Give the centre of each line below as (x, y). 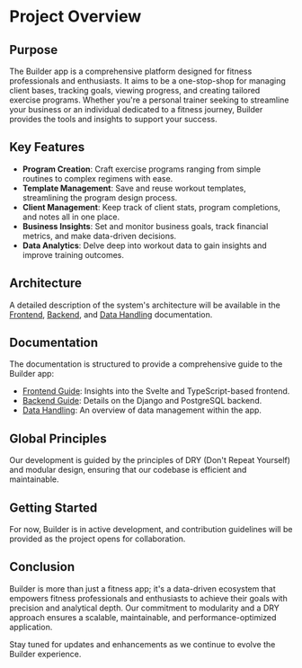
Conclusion (42, 567)
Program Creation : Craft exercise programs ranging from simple (142, 169)
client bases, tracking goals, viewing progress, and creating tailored (135, 90)
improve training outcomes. (73, 254)
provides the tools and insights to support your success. (113, 119)
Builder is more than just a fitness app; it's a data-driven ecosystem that (142, 588)
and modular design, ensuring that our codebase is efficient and (128, 470)
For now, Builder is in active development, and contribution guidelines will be (151, 530)
